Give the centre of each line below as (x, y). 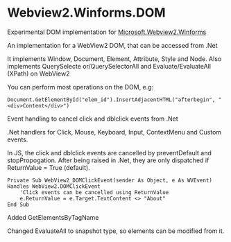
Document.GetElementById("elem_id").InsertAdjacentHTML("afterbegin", (111, 100)
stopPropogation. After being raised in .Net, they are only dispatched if (108, 160)
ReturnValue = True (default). (49, 167)
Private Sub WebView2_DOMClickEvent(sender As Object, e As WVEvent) (110, 180)
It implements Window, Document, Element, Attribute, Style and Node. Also (114, 59)
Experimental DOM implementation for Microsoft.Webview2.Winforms (107, 32)
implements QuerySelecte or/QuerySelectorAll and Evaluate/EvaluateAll (109, 66)
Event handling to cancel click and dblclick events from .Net (93, 119)
